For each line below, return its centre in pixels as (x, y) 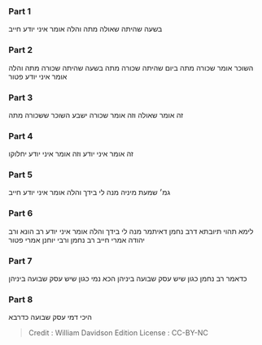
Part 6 (21, 213)
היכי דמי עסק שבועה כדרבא (50, 317)
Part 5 (20, 175)
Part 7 (20, 261)
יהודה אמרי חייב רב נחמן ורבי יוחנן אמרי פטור (76, 239)
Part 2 (21, 50)
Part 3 (21, 97)
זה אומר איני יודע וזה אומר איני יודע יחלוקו (71, 154)
